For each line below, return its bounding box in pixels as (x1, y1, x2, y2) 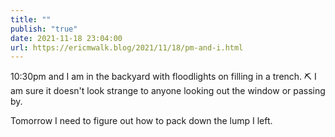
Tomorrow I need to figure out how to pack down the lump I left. (10, 115, 273, 127)
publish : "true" (10, 24, 78, 34)
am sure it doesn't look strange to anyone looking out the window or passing (10, 85, 326, 97)
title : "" (10, 14, 52, 25)
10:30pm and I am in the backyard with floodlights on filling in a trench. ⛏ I (10, 71, 317, 83)
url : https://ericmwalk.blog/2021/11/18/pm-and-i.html (10, 42, 244, 53)
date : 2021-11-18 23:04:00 (10, 33, 123, 43)
